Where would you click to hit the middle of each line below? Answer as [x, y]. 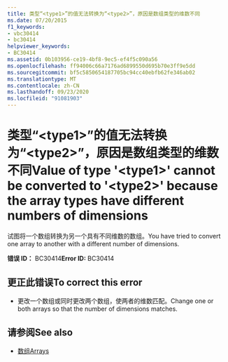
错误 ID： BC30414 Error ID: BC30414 [60, 258]
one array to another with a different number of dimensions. [93, 243]
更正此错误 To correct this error [75, 282]
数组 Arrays [33, 351]
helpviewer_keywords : [39, 46]
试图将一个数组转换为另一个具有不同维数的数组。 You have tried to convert [114, 236]
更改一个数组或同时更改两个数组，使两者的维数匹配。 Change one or [115, 301]
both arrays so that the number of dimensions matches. [98, 309]
